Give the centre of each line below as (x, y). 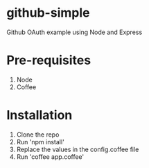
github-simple (48, 13)
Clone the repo (38, 135)
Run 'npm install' (41, 142)
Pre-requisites (49, 60)
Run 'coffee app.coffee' (50, 156)
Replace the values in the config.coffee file (78, 149)
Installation (40, 115)
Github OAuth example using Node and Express (74, 32)
